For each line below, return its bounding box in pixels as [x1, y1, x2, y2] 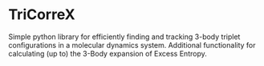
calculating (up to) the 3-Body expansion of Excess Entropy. [8, 49, 207, 58]
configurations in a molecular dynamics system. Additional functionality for [8, 40, 256, 49]
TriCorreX [8, 6, 75, 24]
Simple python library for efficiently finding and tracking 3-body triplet [8, 32, 241, 41]
